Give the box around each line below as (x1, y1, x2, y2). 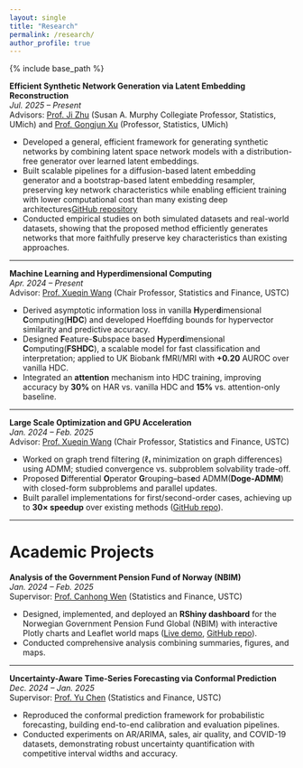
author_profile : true (9, 38, 91, 48)
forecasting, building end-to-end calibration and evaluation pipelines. (22, 719, 280, 730)
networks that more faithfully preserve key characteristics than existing (22, 232, 288, 244)
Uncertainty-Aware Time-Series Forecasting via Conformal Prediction (9, 673, 277, 684)
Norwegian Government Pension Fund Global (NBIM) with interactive (22, 618, 278, 629)
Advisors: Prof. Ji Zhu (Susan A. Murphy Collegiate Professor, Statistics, (9, 109, 277, 120)
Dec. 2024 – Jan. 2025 (9, 683, 95, 694)
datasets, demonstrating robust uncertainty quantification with (22, 738, 255, 750)
